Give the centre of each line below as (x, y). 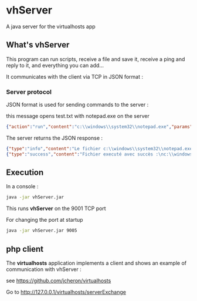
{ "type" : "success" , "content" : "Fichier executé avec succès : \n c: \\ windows (99, 154)
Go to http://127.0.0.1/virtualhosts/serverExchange (66, 292)
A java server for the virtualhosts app (51, 26)
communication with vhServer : (44, 269)
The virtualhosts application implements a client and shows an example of (96, 263)
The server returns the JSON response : (55, 138)
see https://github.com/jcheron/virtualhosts (59, 281)
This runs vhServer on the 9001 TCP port (56, 208)
